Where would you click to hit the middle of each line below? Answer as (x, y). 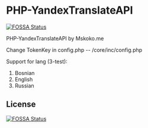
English (24, 79)
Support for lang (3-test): (37, 61)
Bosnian (25, 73)
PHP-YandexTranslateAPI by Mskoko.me (55, 38)
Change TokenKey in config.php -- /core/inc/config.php (74, 50)
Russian (24, 85)
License (21, 104)
